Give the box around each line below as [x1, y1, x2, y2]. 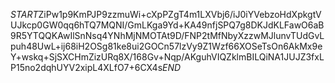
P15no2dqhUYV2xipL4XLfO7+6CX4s [10, 62, 163, 73]
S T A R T [10, 9, 39, 20]
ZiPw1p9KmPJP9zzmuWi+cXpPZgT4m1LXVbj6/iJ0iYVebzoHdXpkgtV [38, 9, 322, 20]
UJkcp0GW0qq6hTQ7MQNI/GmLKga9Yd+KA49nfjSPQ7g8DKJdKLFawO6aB [10, 19, 325, 31]
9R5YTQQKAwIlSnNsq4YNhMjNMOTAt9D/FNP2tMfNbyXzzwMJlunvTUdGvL [10, 30, 325, 41]
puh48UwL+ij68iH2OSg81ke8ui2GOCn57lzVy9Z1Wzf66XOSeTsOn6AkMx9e [10, 40, 323, 52]
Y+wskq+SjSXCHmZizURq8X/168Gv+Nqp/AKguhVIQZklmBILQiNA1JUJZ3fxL [10, 51, 325, 63]
